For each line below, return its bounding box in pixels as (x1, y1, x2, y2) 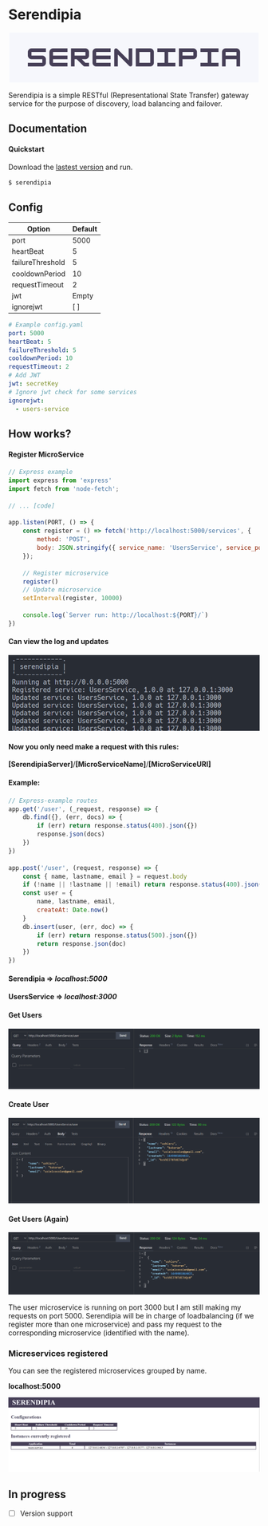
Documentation (8, 122, 88, 136)
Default (72, 223, 98, 233)
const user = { (22, 889, 73, 897)
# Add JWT (8, 371, 41, 380)
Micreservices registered (8, 1347, 108, 1358)
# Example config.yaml (8, 321, 84, 329)
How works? (8, 427, 72, 441)
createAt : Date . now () (37, 906, 109, 915)
